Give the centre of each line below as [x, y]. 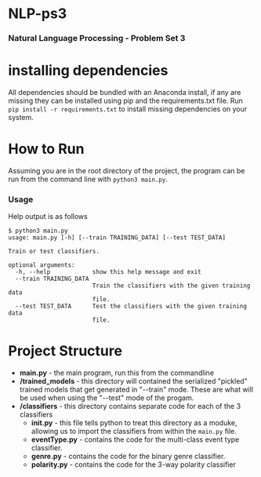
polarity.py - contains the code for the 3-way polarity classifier [134, 464]
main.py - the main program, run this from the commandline [116, 373]
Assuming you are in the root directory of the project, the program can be [127, 170]
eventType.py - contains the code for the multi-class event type [135, 439]
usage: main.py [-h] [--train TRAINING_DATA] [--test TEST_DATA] [117, 238]
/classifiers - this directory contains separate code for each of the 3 [130, 406]
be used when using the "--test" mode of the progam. [107, 398]
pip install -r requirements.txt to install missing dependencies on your [128, 109]
